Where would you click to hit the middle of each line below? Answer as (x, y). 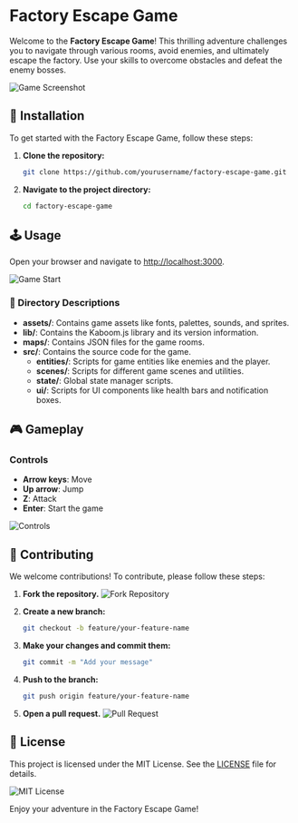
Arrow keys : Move (57, 480)
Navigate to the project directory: (87, 189)
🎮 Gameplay (47, 429)
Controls (29, 459)
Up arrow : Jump (53, 489)
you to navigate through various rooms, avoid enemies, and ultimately (139, 50)
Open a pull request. (62, 713)
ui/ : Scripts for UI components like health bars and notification (152, 390)
